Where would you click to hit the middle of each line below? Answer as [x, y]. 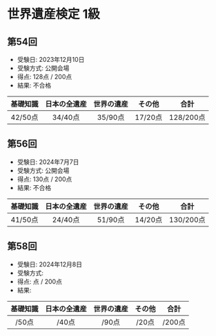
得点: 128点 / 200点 [45, 77]
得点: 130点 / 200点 [45, 179]
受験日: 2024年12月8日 [50, 264]
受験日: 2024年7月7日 [48, 162]
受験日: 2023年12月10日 [51, 60]
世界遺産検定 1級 [53, 14]
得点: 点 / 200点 [39, 281]
